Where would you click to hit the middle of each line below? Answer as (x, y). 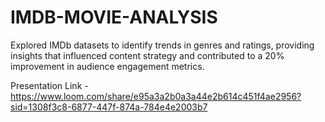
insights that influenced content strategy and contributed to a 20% (147, 55)
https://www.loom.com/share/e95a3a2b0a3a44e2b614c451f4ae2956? (156, 96)
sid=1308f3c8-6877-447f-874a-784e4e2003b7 (109, 107)
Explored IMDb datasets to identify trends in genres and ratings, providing (162, 45)
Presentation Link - (49, 85)
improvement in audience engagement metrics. (107, 66)
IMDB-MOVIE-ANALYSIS (114, 17)
